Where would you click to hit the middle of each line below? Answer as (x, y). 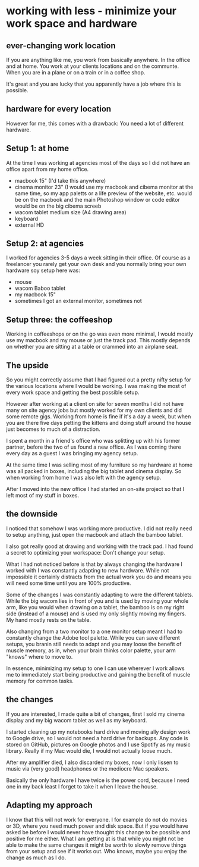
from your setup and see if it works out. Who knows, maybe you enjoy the (97, 851)
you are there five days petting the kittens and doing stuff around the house (99, 423)
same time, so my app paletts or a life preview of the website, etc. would (103, 193)
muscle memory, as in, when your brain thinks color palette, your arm (91, 650)
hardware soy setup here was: (43, 270)
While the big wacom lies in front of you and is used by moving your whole (97, 601)
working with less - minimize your (91, 11)
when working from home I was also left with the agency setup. (84, 478)
